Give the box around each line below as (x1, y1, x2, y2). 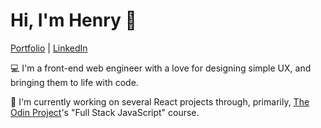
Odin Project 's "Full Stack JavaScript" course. (10, 106, 200, 118)
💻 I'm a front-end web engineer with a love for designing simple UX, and (10, 62, 312, 74)
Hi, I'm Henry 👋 (10, 9, 137, 32)
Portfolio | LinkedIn (10, 42, 88, 54)
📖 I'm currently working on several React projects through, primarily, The (10, 95, 310, 108)
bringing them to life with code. (10, 76, 139, 88)
